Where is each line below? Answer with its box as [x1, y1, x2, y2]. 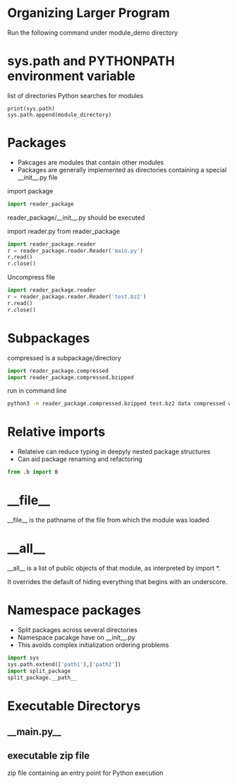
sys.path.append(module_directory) [7, 111, 112, 118]
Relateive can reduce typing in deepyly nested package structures [17, 447, 211, 456]
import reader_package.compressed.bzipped [7, 374, 134, 381]
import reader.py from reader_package [7, 227, 120, 235]
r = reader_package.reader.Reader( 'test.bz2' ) [7, 293, 147, 301]
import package [7, 186, 54, 195]
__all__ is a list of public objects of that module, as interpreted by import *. [7, 564, 221, 572]
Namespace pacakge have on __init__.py [17, 633, 135, 641]
